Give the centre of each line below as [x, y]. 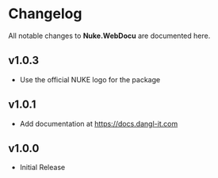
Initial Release [42, 168]
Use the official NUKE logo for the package [90, 79]
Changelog [45, 14]
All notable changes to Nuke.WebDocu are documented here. [109, 36]
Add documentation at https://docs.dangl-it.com [99, 123]
